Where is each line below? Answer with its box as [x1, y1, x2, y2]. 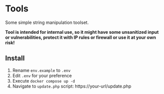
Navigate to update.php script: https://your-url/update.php [12, 83, 132, 89]
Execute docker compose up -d [12, 78, 75, 84]
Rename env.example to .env [12, 67, 71, 73]
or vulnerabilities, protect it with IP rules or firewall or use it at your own [5, 34, 156, 40]
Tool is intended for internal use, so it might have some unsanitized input [5, 29, 159, 35]
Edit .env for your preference [12, 73, 72, 79]
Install [5, 54, 25, 63]
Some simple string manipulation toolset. [5, 19, 89, 25]
